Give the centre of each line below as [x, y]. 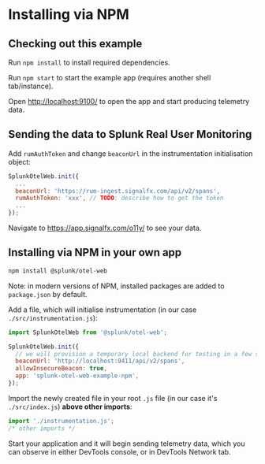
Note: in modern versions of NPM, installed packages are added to [116, 286]
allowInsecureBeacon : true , [62, 369]
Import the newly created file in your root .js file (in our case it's [113, 398]
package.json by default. [48, 294]
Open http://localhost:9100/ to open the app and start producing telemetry [129, 101]
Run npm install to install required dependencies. [90, 62]
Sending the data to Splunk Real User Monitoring [130, 134]
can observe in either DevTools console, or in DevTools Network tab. [119, 451]
